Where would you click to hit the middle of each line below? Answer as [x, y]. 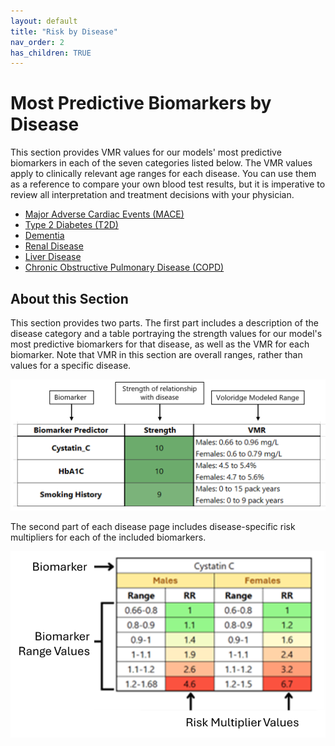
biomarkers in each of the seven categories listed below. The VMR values [161, 163]
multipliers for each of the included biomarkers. [108, 537]
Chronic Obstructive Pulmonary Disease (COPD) [124, 267]
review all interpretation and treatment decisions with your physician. [152, 195]
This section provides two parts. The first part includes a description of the [164, 323]
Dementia [44, 236]
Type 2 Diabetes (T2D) [71, 225]
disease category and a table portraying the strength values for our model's [166, 333]
